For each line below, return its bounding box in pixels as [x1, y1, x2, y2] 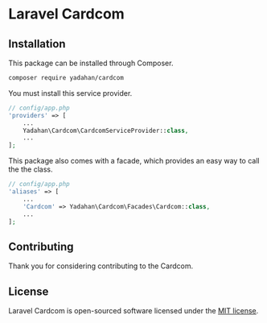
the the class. [8, 164, 53, 174]
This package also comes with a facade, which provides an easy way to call [8, 156, 260, 166]
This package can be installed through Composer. [8, 58, 174, 68]
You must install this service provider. [8, 88, 133, 97]
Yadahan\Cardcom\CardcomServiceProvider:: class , [23, 126, 189, 135]
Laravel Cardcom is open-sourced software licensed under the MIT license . [8, 306, 259, 315]
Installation [8, 37, 66, 51]
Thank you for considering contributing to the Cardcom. [8, 261, 194, 271]
